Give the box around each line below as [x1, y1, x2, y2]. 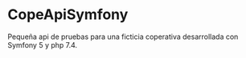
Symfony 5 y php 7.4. [7, 40, 78, 49]
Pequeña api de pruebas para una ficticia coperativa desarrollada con [7, 32, 239, 41]
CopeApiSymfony [7, 6, 129, 24]
